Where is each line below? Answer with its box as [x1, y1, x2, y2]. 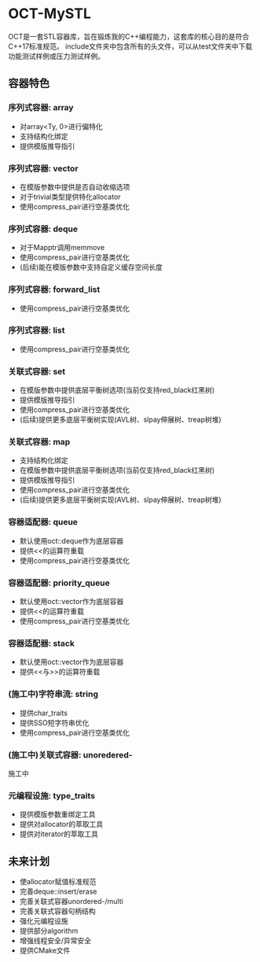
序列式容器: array [8, 102, 74, 113]
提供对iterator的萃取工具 [19, 829, 99, 839]
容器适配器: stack [8, 638, 75, 649]
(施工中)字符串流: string [8, 689, 99, 700]
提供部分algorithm [19, 926, 79, 935]
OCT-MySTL [8, 5, 92, 23]
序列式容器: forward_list [8, 284, 101, 295]
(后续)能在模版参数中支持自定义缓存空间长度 [19, 263, 163, 272]
